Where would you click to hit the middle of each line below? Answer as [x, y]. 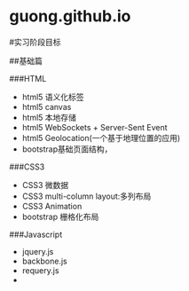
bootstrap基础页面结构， [67, 149]
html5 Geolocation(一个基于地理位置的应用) [101, 138]
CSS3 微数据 [45, 185]
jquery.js [38, 251]
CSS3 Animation [52, 206]
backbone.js [45, 261]
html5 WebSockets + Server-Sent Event [94, 127]
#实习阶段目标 [35, 42]
